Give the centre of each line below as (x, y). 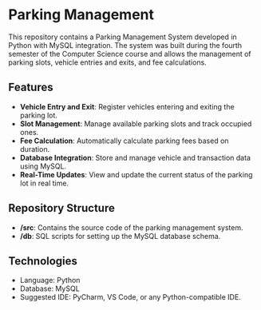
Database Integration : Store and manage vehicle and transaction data (135, 157)
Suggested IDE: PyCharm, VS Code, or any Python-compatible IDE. (130, 297)
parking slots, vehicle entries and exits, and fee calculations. (108, 62)
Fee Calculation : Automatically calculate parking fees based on (124, 141)
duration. (35, 149)
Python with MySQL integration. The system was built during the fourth (125, 45)
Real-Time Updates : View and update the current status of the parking (136, 174)
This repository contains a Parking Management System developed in (123, 37)
